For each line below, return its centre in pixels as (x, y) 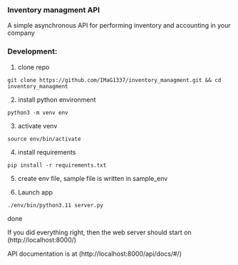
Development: (32, 51)
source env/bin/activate (44, 139)
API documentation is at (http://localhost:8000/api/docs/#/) (94, 254)
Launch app (35, 192)
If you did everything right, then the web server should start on (99, 232)
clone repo (33, 67)
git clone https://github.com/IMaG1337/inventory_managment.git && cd (114, 80)
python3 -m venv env (38, 113)
